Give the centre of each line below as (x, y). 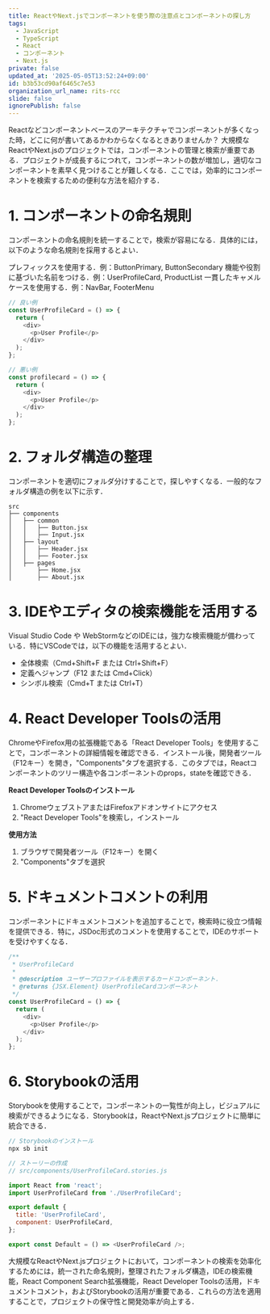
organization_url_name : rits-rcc (64, 91)
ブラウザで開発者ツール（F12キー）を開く (89, 851)
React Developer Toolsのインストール (72, 790)
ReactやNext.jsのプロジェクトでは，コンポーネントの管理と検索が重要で (128, 150)
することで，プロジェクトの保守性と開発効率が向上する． (104, 1301)
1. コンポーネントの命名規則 (100, 216)
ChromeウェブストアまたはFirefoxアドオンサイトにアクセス (118, 807)
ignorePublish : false (45, 106)
